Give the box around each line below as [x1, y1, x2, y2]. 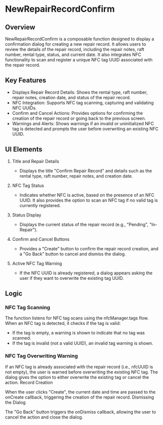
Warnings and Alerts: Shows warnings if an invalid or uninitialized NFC [12, 120, 154, 126]
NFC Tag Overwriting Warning [5, 352, 78, 359]
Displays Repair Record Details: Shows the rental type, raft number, [12, 89, 148, 95]
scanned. [12, 335, 31, 341]
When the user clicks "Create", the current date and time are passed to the [5, 389, 156, 395]
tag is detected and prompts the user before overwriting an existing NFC [12, 126, 159, 132]
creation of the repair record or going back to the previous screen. [12, 115, 146, 121]
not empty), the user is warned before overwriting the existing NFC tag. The [5, 369, 158, 375]
